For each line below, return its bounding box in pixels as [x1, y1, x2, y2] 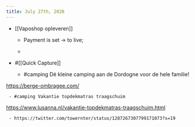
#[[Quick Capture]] [14, 59, 61, 66]
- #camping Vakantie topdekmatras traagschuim [8, 93, 126, 99]
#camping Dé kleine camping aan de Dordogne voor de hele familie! [23, 70, 190, 77]
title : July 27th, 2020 [6, 8, 65, 15]
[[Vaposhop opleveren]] [14, 25, 73, 32]
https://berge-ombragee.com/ [6, 82, 80, 89]
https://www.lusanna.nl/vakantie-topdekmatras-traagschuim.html [6, 104, 165, 111]
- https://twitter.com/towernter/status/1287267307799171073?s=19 [8, 115, 176, 121]
